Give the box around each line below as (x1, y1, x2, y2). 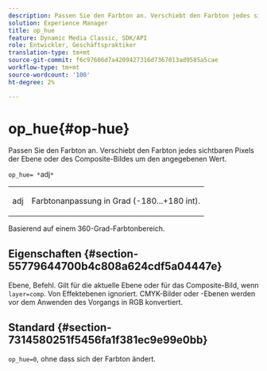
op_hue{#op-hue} (8, 119, 130, 138)
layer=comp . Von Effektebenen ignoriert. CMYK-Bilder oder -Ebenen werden (8, 289, 256, 299)
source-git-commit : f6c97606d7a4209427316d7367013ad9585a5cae (8, 57, 219, 64)
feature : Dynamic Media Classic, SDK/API (8, 33, 148, 42)
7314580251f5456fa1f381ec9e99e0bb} (8, 333, 208, 346)
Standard (8, 320, 56, 334)
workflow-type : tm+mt (8, 64, 80, 72)
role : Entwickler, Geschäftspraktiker (8, 41, 137, 49)
